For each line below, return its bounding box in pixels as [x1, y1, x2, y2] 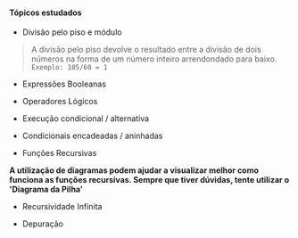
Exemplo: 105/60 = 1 [30, 63, 108, 72]
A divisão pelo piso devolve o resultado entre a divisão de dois [30, 45, 261, 55]
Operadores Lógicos [21, 96, 98, 107]
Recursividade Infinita [21, 201, 103, 212]
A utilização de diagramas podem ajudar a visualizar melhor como [9, 165, 260, 176]
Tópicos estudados [9, 7, 82, 18]
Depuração [21, 218, 64, 229]
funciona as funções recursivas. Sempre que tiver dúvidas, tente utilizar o [9, 175, 290, 185]
